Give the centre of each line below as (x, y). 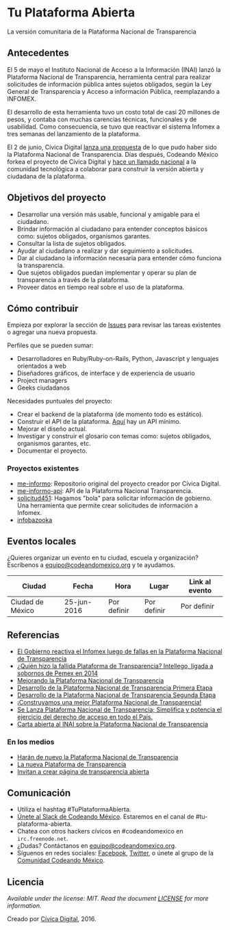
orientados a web (41, 366)
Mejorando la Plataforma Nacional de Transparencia (90, 681)
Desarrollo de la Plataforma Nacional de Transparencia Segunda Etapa (116, 695)
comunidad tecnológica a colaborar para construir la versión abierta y (105, 168)
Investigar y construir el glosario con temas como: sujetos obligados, (114, 436)
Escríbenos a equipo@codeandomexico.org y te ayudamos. (91, 565)
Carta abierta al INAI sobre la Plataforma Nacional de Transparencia (113, 725)
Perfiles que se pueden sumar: (50, 345)
